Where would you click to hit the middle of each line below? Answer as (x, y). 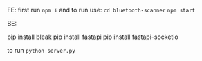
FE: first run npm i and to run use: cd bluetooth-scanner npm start (101, 10)
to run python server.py (42, 50)
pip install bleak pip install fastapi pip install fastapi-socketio (93, 37)
